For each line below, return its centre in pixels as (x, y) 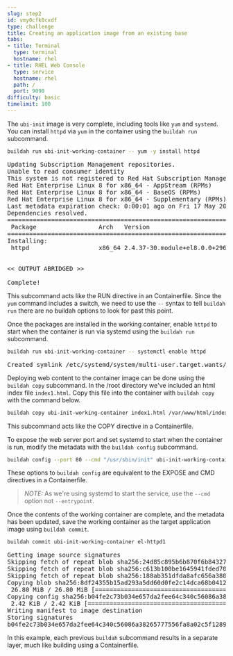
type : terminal (35, 53)
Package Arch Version (80, 227)
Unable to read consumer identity (66, 171)
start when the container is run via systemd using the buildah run (101, 331)
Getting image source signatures (64, 555)
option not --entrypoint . (59, 501)
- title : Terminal (34, 46)
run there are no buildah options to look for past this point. (90, 311)
